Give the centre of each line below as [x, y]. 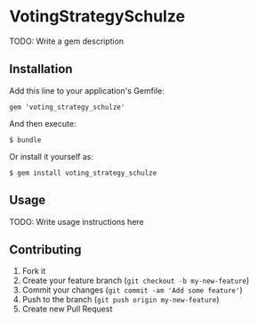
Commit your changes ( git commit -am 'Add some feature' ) [132, 290]
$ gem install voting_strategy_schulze [83, 173]
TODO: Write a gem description [67, 41]
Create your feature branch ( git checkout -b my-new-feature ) [136, 281]
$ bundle [25, 140]
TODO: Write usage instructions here [77, 221]
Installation [41, 69]
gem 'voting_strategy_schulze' [67, 107]
